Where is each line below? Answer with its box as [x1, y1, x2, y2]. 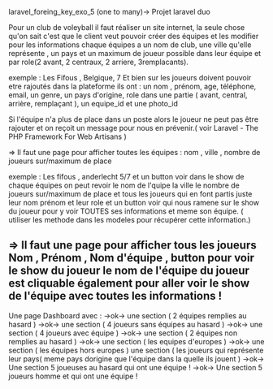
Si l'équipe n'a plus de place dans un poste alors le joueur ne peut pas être [8, 115, 258, 124]
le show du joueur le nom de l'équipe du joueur [8, 264, 250, 278]
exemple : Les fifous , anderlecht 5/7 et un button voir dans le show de [8, 172, 245, 181]
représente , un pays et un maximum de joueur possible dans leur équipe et [8, 49, 262, 58]
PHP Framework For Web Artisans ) [8, 132, 128, 141]
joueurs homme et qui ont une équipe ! [8, 371, 138, 381]
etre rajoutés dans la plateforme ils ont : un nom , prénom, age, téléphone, [8, 81, 257, 91]
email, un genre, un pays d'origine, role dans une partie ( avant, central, [8, 90, 248, 100]
